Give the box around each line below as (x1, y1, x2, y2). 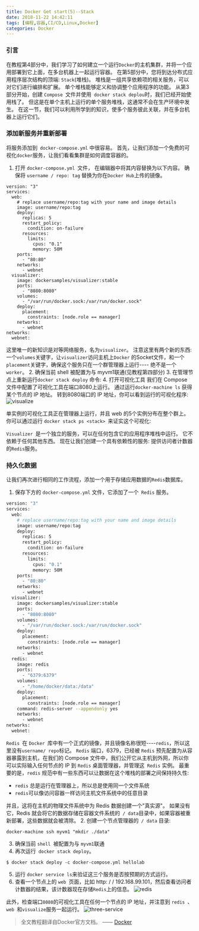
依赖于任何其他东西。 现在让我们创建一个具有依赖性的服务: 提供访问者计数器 (6, 437, 193, 444)
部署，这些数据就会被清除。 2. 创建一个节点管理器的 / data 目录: (11, 816, 171, 824)
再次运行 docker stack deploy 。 (14, 848, 94, 855)
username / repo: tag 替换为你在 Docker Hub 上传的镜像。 (26, 171, 166, 179)
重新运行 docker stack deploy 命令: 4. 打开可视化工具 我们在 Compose (16, 376, 188, 383)
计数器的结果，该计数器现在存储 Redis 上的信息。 (14, 885, 132, 892)
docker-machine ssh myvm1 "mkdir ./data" (6, 828, 110, 835)
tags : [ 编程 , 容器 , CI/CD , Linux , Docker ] (6, 20, 99, 26)
